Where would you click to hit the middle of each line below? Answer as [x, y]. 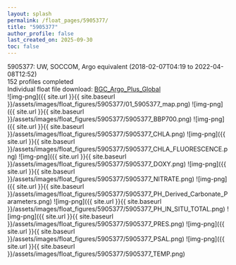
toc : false [23, 47]
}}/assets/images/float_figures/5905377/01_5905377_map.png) [99, 104]
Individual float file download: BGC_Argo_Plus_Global [84, 89]
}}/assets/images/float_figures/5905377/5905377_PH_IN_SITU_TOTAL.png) [116, 209]
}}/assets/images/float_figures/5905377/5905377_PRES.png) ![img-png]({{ [116, 224]
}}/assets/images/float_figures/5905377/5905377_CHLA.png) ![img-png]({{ [116, 134]
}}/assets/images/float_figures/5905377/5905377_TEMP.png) [96, 254]
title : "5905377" [33, 27]
